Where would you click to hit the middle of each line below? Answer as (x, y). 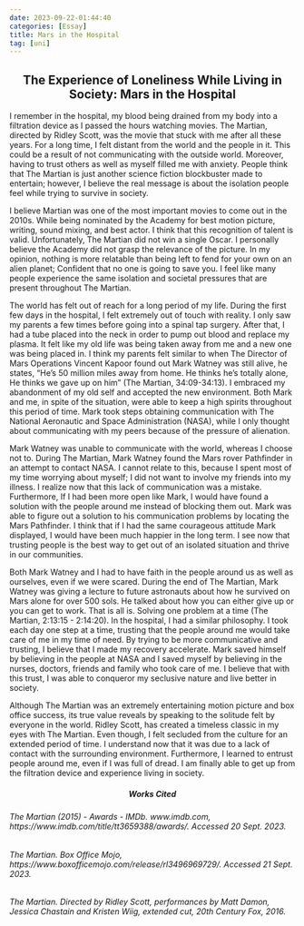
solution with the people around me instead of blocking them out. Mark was (151, 507)
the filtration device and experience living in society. (107, 773)
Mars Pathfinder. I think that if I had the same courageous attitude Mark (143, 526)
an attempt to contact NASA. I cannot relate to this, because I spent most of (151, 468)
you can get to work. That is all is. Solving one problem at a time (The (139, 611)
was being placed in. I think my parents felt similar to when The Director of (148, 354)
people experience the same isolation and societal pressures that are (138, 279)
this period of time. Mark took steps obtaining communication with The (142, 412)
